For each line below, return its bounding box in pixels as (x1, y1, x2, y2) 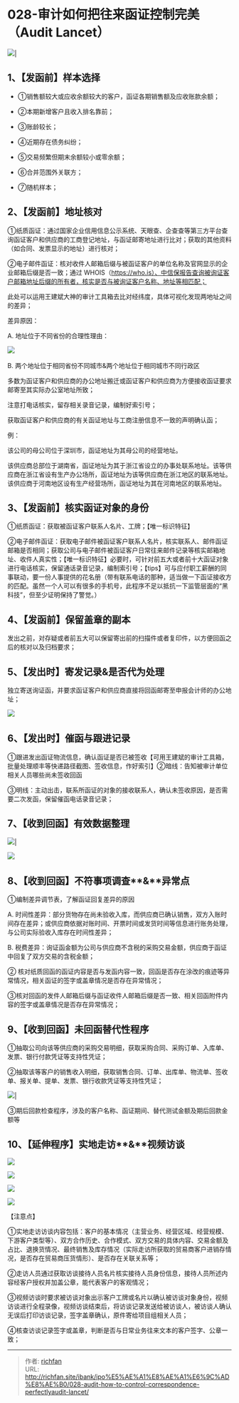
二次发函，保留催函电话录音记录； (13, 795, 114, 803)
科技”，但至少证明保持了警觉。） (7, 591, 101, 599)
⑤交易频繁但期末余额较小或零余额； (17, 153, 127, 161)
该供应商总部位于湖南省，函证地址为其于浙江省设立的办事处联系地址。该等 (7, 461, 225, 469)
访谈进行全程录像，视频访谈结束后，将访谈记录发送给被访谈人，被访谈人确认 (7, 1302, 232, 1311)
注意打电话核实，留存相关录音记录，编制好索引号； (7, 400, 157, 409)
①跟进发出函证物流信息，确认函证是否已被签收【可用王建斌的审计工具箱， (7, 752, 228, 761)
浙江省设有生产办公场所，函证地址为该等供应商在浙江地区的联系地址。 (26, 470, 232, 479)
